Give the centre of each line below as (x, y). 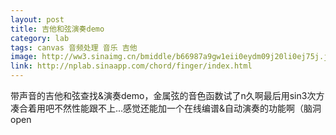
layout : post (37, 19)
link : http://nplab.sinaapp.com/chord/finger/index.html (131, 66)
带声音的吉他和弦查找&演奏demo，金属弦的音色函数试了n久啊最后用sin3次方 (167, 95)
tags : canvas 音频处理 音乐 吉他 (74, 47)
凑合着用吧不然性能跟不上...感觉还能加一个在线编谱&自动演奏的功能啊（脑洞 (166, 108)
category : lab (40, 38)
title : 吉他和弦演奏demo (57, 29)
